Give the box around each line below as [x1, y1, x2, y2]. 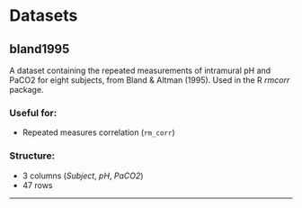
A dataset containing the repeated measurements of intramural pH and [9, 65, 271, 76]
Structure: [9, 149, 56, 162]
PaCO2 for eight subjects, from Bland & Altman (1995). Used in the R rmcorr [9, 75, 290, 86]
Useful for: [9, 106, 58, 119]
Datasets [9, 5, 78, 26]
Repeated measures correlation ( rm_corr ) [22, 127, 175, 138]
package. [9, 85, 44, 95]
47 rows [22, 179, 53, 190]
